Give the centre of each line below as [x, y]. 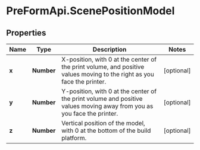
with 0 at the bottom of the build [106, 130]
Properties [26, 33]
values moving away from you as [107, 106]
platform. [74, 138]
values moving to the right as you [108, 74]
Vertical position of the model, [104, 123]
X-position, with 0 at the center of [109, 59]
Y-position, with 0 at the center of [109, 91]
